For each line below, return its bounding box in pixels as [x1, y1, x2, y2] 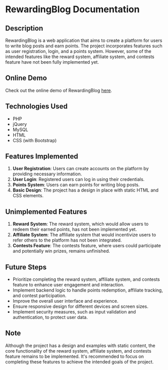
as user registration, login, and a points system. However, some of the [5, 48, 151, 54]
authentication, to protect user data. [12, 314, 88, 321]
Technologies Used [5, 102, 68, 111]
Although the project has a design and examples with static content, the [5, 342, 156, 349]
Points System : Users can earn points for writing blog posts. [12, 182, 140, 188]
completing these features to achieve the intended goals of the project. [5, 358, 154, 365]
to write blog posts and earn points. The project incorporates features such [5, 43, 162, 49]
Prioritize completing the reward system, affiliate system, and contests [12, 276, 160, 282]
